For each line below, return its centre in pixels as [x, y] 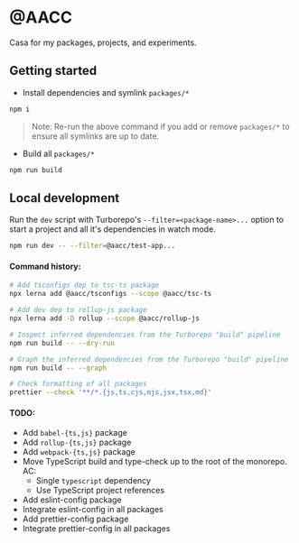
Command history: [45, 266]
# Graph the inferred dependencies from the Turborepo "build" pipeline [149, 359]
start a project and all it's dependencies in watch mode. [113, 229]
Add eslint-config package [72, 500]
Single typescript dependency [93, 481]
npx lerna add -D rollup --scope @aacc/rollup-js [105, 318]
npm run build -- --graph [58, 368]
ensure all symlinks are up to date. [95, 136]
